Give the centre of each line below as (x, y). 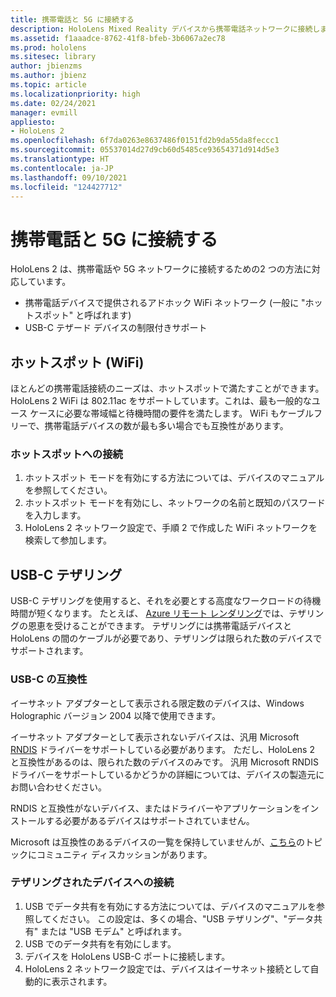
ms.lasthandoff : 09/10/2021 (69, 177)
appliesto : (33, 122)
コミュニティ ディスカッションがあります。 (124, 854)
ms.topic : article (48, 85)
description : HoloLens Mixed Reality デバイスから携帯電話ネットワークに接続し (165, 29)
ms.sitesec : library (53, 57)
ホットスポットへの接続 (66, 454)
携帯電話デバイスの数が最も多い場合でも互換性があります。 (166, 426)
